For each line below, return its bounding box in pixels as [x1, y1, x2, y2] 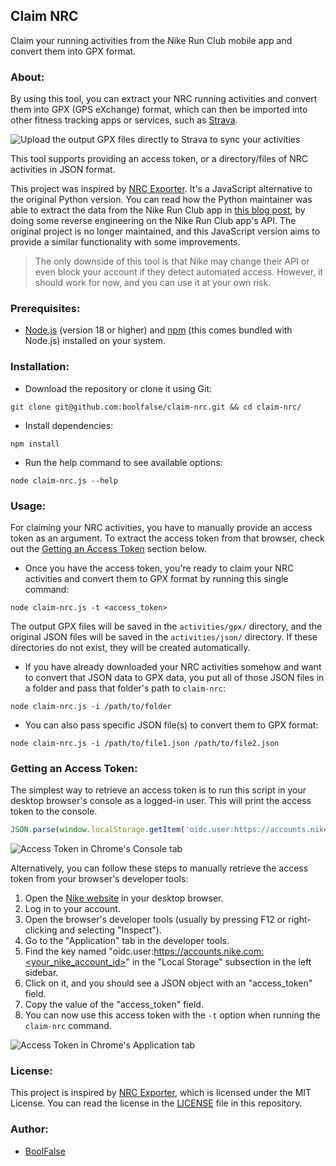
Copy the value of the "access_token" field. [24, 999, 204, 1011]
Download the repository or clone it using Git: [24, 382, 213, 394]
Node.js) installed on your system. [24, 335, 166, 347]
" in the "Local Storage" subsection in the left [125, 956, 312, 968]
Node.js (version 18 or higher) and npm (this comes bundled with [24, 324, 293, 336]
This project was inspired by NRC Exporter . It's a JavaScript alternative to [10, 183, 313, 195]
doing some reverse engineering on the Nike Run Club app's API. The [10, 215, 297, 227]
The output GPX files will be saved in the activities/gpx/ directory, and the [10, 620, 323, 632]
